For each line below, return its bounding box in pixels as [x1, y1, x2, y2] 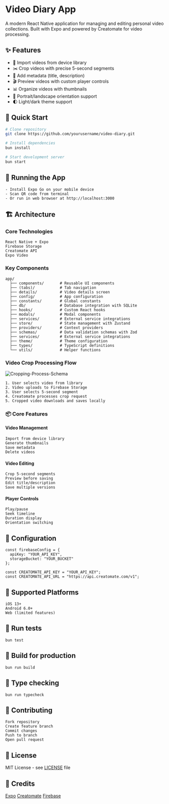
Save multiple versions [5, 485, 56, 490]
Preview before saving [5, 476, 53, 481]
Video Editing [5, 460, 35, 466]
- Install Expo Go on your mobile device [5, 187, 94, 192]
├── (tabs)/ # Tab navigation [10, 285, 96, 290]
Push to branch [5, 733, 38, 738]
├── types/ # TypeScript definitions [10, 343, 115, 348]
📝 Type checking [5, 679, 59, 688]
